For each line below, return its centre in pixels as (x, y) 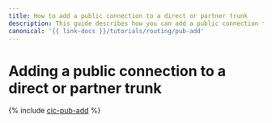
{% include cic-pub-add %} (55, 111)
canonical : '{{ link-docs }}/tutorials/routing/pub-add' (106, 31)
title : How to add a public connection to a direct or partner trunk (128, 16)
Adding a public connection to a (117, 71)
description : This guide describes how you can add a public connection (134, 23)
